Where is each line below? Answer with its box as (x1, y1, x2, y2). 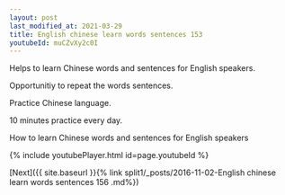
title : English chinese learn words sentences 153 (9, 30, 203, 39)
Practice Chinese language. (9, 98, 111, 109)
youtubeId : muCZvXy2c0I (9, 38, 99, 48)
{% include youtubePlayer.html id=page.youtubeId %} (9, 150, 209, 161)
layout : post (9, 13, 58, 22)
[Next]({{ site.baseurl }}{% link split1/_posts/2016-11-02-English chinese (9, 167, 277, 178)
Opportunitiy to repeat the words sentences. (9, 80, 174, 91)
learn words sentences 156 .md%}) (9, 177, 139, 188)
